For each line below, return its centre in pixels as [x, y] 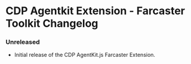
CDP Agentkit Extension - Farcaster [95, 11]
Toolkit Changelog [52, 23]
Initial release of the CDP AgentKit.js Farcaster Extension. [85, 55]
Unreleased [23, 42]
